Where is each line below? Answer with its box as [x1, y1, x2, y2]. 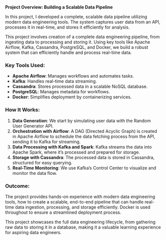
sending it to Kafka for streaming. [12, 138, 81, 145]
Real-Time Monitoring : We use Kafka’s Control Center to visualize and [12, 165, 157, 171]
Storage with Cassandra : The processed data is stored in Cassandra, [12, 154, 155, 160]
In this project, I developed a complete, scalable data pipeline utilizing [5, 14, 148, 19]
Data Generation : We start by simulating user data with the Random [12, 118, 151, 123]
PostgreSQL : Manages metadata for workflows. [12, 89, 110, 95]
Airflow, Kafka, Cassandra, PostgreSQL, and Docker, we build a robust [5, 44, 149, 50]
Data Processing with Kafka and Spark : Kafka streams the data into [12, 144, 152, 150]
